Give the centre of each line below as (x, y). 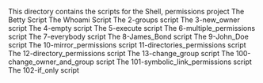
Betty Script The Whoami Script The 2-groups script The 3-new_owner (124, 20)
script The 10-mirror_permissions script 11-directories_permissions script (128, 45)
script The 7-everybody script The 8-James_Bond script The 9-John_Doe (129, 36)
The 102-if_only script (44, 70)
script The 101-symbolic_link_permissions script (174, 62)
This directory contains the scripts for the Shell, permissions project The (126, 11)
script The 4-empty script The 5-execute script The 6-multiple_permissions (132, 28)
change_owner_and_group (51, 62)
